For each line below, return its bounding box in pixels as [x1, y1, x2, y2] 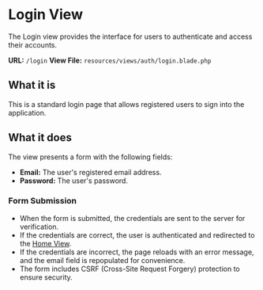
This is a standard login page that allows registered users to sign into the [8, 99, 245, 109]
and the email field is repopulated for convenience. [19, 255, 186, 265]
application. [8, 108, 47, 117]
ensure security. [19, 272, 73, 282]
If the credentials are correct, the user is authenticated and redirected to [19, 230, 255, 239]
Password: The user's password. [19, 176, 129, 185]
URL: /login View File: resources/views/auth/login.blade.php [8, 55, 212, 65]
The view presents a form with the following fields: [8, 152, 173, 162]
